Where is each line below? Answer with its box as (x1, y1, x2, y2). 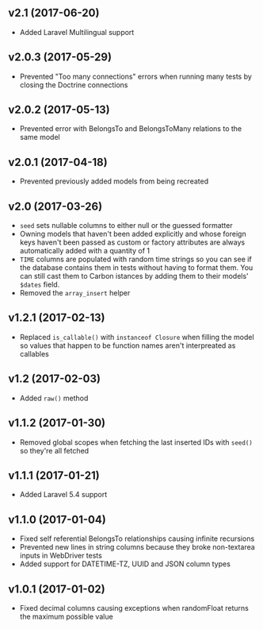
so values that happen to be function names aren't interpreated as (19, 341, 236, 350)
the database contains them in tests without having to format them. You (19, 263, 253, 272)
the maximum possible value (19, 612, 113, 621)
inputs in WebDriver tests (19, 551, 103, 561)
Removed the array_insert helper (19, 288, 131, 298)
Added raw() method (19, 393, 89, 403)
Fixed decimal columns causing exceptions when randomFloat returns (19, 603, 250, 612)
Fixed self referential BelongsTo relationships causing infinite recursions (19, 534, 255, 543)
